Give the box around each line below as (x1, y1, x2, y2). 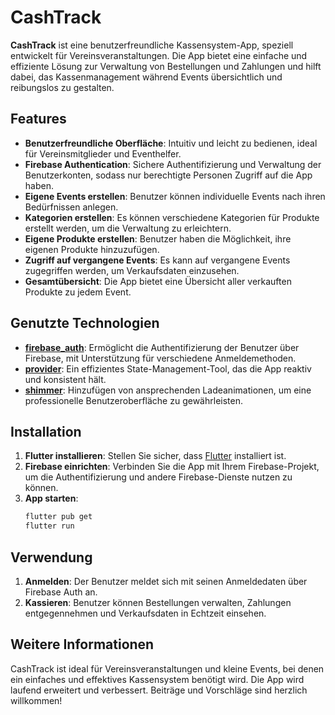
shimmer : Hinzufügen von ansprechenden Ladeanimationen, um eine (24, 384, 312, 396)
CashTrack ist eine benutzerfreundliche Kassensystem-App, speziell (10, 39, 294, 51)
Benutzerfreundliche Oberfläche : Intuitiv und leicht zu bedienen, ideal (24, 137, 318, 149)
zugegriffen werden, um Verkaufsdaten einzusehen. (24, 264, 240, 276)
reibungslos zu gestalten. (10, 81, 115, 93)
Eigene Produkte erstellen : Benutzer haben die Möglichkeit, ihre (24, 232, 292, 245)
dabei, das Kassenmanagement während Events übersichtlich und (10, 71, 283, 83)
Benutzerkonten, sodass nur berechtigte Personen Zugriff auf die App (24, 169, 313, 181)
